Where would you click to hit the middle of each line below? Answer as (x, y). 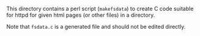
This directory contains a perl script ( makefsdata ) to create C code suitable (100, 9)
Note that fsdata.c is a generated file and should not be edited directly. (96, 27)
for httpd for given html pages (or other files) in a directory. (81, 15)
